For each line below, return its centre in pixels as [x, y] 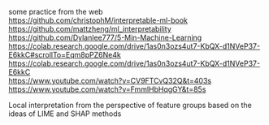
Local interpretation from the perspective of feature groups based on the [130, 105]
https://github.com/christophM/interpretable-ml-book [98, 20]
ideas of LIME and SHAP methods [65, 114]
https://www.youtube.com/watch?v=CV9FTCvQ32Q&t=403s [110, 81]
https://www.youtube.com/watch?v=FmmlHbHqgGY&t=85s [107, 89]
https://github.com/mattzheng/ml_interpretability [90, 29]
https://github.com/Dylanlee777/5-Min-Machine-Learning [105, 37]
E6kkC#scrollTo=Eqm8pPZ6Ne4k [65, 55]
